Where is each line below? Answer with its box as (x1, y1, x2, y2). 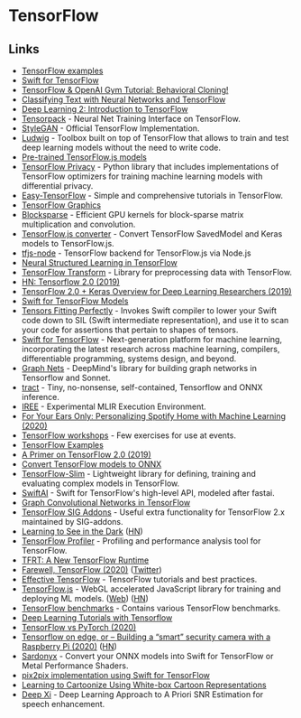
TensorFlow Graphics (21, 200, 101, 210)
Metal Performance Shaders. (21, 660, 129, 671)
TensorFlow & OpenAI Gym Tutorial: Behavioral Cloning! (21, 85, 229, 95)
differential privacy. (21, 181, 94, 191)
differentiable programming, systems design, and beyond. (21, 353, 237, 364)
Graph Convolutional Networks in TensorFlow (21, 498, 191, 508)
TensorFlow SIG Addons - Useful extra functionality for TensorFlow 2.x (21, 507, 286, 518)
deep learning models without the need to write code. (21, 142, 222, 153)
